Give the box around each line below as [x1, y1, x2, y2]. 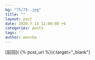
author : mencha [5, 35, 37, 40]
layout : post [5, 16, 32, 21]
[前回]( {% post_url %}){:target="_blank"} [5, 49, 90, 55]
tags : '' [5, 30, 23, 35]
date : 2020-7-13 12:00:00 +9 [5, 21, 66, 26]
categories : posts [5, 26, 43, 31]
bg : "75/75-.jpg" [5, 7, 41, 12]
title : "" [5, 12, 26, 17]
